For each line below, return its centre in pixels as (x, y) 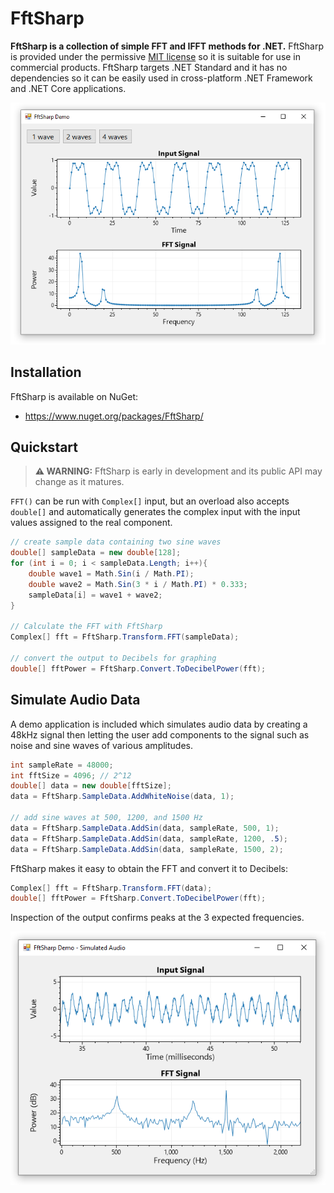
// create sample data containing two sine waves (116, 542)
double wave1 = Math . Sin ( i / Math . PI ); (111, 574)
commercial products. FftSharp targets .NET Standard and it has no (149, 67)
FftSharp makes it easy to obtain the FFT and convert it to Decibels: (149, 868)
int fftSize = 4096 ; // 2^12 (71, 775)
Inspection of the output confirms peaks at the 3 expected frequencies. (157, 918)
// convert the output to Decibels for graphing (113, 658)
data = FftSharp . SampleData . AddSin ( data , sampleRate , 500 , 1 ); (145, 828)
